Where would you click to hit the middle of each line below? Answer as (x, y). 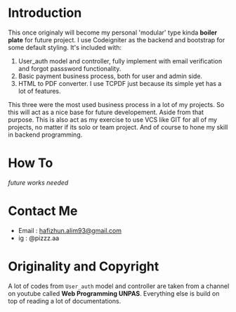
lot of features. (40, 91)
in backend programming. (45, 135)
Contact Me (43, 211)
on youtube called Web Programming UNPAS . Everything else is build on (114, 293)
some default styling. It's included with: (65, 47)
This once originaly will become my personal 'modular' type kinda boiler (113, 32)
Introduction (45, 13)
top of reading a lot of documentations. (65, 301)
